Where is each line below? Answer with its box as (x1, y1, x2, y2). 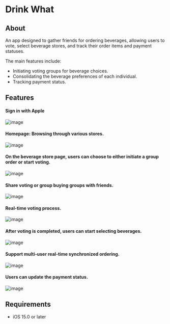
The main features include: (5, 58, 62, 64)
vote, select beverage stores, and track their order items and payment (5, 43, 152, 49)
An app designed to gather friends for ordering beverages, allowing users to (5, 37, 165, 43)
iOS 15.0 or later (12, 313, 46, 319)
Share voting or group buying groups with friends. (5, 182, 114, 188)
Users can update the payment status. (5, 274, 88, 280)
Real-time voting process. (5, 205, 62, 211)
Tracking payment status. (12, 79, 66, 85)
